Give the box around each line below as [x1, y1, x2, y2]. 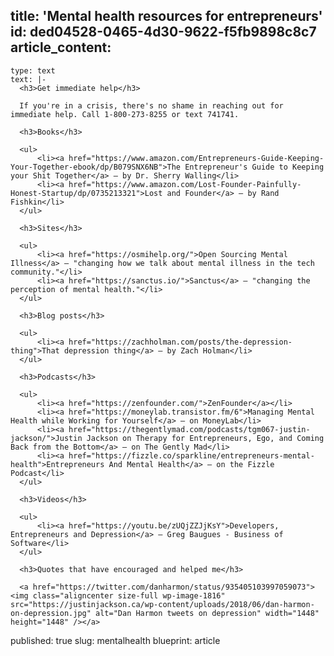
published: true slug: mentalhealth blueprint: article [10, 634, 221, 646]
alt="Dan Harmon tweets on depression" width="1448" [95, 608, 320, 618]
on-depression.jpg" [10, 608, 92, 618]
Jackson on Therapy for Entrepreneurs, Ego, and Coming [86, 433, 325, 443]
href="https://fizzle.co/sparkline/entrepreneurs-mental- [68, 450, 315, 461]
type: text [10, 65, 56, 76]
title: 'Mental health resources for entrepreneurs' [10, 8, 323, 25]
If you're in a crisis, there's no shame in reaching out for [19, 100, 284, 111]
